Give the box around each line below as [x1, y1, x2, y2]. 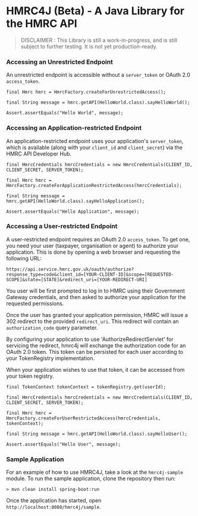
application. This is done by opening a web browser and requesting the [6, 248, 180, 256]
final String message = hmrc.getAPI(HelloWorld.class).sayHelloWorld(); [6, 100, 190, 105]
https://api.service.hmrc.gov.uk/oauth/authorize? [6, 266, 134, 272]
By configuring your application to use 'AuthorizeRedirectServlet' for [6, 335, 174, 343]
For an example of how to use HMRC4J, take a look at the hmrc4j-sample [6, 469, 183, 476]
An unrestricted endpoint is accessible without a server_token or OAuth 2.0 [6, 72, 190, 79]
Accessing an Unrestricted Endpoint [6, 58, 113, 66]
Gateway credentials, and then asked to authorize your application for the [6, 293, 186, 300]
